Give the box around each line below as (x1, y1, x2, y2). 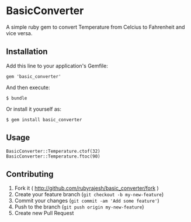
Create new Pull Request (14, 210, 74, 217)
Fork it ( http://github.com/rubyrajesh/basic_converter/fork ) (14, 185, 159, 192)
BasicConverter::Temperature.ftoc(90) (6, 153, 100, 159)
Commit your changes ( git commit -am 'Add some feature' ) (14, 197, 159, 204)
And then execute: (6, 84, 50, 91)
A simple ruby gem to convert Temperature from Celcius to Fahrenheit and (6, 23, 185, 30)
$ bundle (6, 95, 27, 101)
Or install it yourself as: (6, 105, 61, 112)
